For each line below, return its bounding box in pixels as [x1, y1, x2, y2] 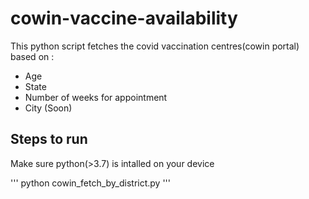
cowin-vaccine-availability [10, 7, 238, 30]
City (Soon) [24, 102, 73, 114]
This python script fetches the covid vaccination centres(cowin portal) [10, 40, 300, 52]
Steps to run [10, 131, 88, 148]
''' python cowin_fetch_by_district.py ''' [10, 177, 171, 189]
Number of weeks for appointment [24, 91, 168, 103]
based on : [10, 50, 55, 62]
